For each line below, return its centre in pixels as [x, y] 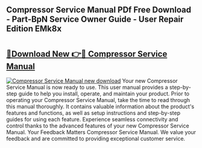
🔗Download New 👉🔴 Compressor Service [87, 54]
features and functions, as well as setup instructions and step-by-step [93, 113]
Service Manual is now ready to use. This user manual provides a [87, 87]
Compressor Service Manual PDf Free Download [99, 10]
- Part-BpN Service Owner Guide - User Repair [95, 20]
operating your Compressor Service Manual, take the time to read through [98, 100]
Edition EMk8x [34, 29]
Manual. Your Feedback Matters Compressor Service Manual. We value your [101, 132]
